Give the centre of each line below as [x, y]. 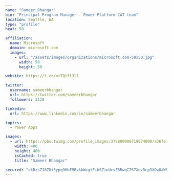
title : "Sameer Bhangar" [41, 161]
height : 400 [27, 151]
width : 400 [26, 146]
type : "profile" [23, 24]
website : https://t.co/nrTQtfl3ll [42, 76]
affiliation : [19, 38]
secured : [15, 170]
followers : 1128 [27, 99]
